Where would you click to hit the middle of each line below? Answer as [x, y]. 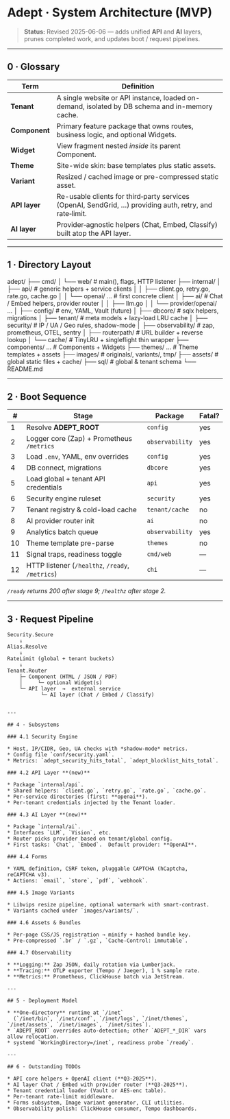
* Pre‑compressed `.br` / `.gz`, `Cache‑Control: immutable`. [98, 941]
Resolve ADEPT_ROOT [63, 428]
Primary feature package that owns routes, [125, 126]
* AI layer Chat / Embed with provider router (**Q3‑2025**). [98, 1085]
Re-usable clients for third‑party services [123, 196]
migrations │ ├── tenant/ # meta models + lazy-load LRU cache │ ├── [107, 317]
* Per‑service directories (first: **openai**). [78, 797]
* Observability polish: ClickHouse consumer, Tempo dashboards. [102, 1109]
